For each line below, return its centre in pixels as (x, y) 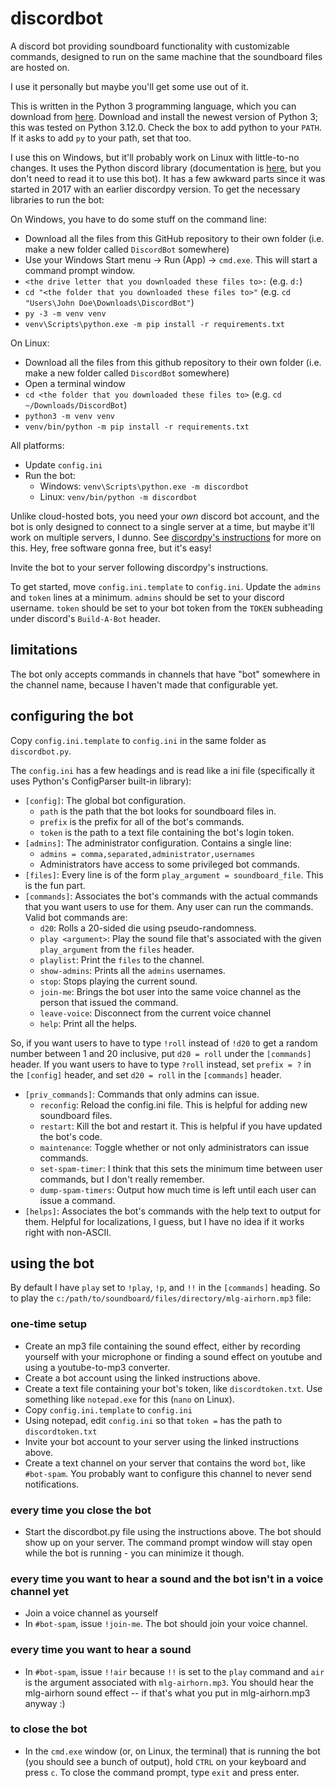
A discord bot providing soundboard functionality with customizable (150, 46)
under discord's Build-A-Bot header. (85, 618)
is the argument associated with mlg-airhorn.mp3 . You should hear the (169, 1682)
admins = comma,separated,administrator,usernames (147, 854)
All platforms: (37, 445)
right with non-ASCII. (68, 1232)
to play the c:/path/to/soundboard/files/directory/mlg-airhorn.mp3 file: (161, 1298)
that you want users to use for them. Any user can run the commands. (169, 906)
